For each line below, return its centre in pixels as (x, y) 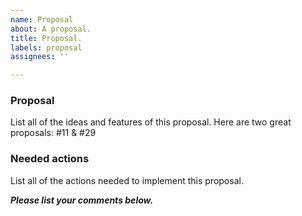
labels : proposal (46, 47)
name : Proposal (42, 19)
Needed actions (50, 159)
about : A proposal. (51, 29)
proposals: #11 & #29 (53, 133)
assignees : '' (40, 57)
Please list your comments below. (82, 200)
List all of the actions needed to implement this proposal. (127, 180)
